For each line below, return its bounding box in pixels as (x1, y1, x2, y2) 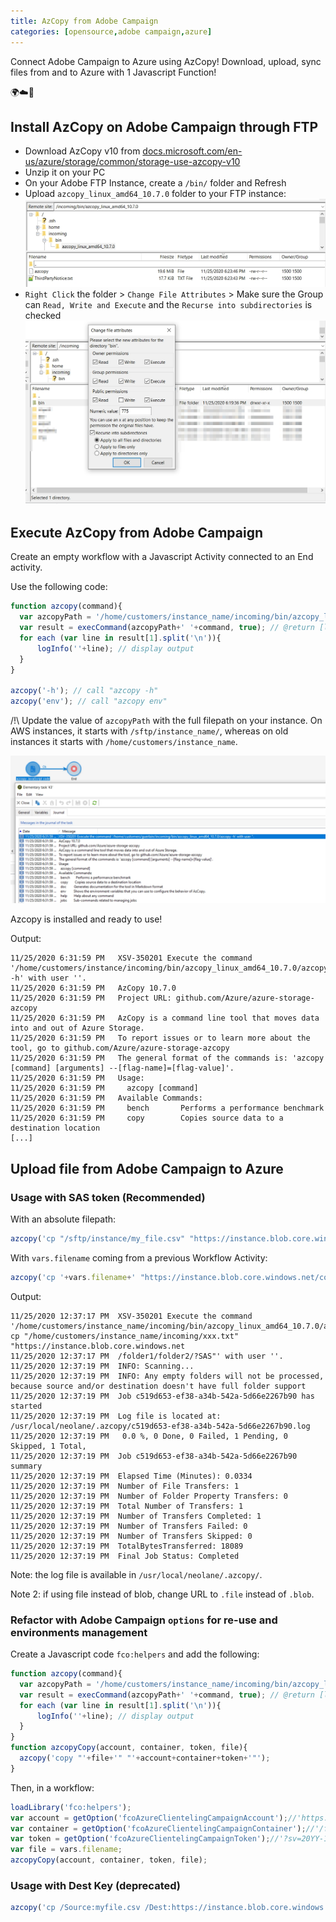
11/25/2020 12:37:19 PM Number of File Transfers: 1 (10, 1481, 240, 1491)
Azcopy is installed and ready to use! (10, 913, 163, 925)
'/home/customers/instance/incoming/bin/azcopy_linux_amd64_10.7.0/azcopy (10, 963, 329, 974)
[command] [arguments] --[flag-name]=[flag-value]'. (10, 1063, 235, 1074)
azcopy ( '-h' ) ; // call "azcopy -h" (10, 686, 159, 696)
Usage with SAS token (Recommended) (10, 1190, 206, 1204)
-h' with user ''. (10, 973, 87, 984)
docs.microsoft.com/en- (142, 145, 243, 157)
